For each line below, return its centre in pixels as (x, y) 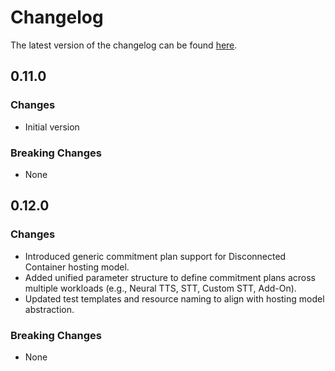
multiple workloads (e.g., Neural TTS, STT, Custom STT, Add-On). (160, 288)
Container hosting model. (77, 267)
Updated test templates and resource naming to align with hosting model (174, 298)
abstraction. (49, 309)
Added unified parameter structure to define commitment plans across (170, 277)
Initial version (52, 127)
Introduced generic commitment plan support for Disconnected (155, 256)
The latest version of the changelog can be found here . (124, 45)
